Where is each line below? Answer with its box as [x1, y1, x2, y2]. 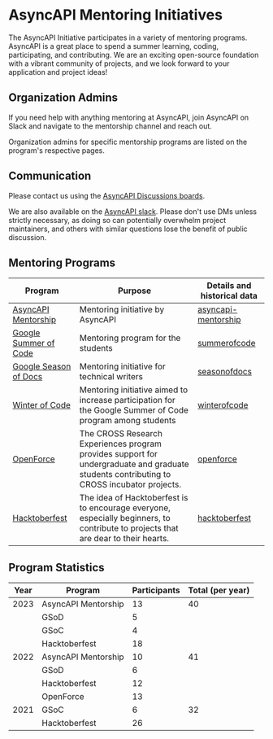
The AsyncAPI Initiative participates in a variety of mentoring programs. [8, 33, 248, 42]
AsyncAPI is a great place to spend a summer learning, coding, [8, 41, 219, 50]
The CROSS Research [79, 428, 162, 439]
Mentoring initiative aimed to [79, 384, 188, 396]
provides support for [79, 448, 158, 460]
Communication [8, 169, 92, 183]
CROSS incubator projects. [79, 479, 181, 490]
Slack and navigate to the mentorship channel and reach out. [8, 120, 213, 131]
